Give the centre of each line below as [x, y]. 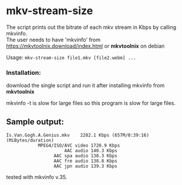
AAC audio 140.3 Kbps [91, 151]
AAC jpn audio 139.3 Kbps [85, 166]
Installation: [24, 72]
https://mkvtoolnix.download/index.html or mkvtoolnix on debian [85, 46]
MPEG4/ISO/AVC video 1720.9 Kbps [79, 146]
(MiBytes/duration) [30, 141]
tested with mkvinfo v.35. [37, 177]
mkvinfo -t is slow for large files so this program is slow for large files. [91, 103]
